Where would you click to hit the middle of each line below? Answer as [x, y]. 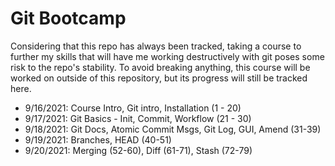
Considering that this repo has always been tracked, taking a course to [156, 46]
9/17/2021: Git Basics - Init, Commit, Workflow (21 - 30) [138, 118]
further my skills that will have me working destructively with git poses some [167, 56]
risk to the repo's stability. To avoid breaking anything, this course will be [160, 67]
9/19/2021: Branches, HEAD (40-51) [98, 139]
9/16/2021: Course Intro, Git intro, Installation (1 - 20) [133, 108]
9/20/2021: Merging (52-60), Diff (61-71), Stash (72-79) [138, 150]
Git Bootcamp [68, 18]
